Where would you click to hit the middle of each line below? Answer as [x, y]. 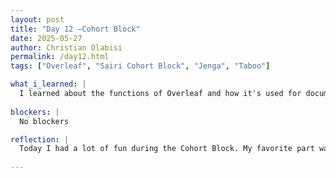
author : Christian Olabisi [66, 47]
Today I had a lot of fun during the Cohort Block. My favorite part [167, 149]
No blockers [44, 121]
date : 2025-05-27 [46, 38]
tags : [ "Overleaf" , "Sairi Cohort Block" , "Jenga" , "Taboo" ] [140, 66]
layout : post [37, 19]
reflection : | [40, 139]
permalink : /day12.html [60, 57]
